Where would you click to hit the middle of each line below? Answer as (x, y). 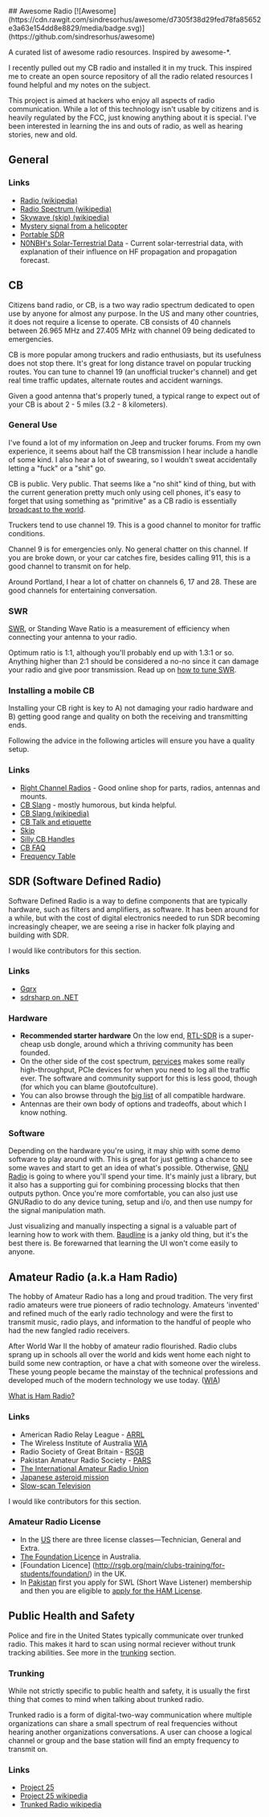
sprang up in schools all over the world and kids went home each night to (130, 1355)
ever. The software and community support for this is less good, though (139, 1078)
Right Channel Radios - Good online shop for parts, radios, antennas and (140, 788)
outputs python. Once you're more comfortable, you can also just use (123, 1194)
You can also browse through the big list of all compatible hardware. (132, 1096)
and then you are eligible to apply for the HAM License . (111, 1590)
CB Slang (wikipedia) (55, 813)
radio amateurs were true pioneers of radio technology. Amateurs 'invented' (134, 1305)
